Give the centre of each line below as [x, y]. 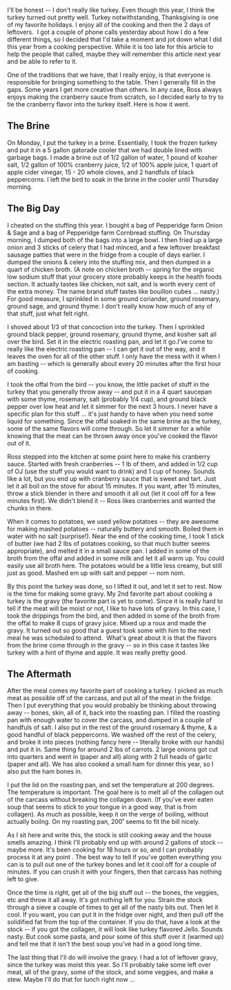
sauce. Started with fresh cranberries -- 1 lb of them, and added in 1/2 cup [113, 464]
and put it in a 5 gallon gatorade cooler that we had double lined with [104, 150]
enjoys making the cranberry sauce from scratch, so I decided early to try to [115, 97]
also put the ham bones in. [45, 771]
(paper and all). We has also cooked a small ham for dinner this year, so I [110, 764]
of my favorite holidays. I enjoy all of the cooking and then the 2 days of [109, 25]
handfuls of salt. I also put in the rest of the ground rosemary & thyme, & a [112, 727]
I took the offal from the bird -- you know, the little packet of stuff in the [108, 384]
